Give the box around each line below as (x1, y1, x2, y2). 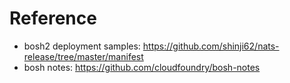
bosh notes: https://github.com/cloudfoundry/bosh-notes (23, 61, 261, 73)
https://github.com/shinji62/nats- (142, 40, 280, 52)
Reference (9, 7, 97, 30)
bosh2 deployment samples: (23, 40, 141, 52)
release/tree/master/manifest (23, 50, 144, 62)
